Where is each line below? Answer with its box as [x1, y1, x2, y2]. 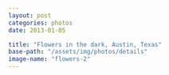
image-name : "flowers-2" [8, 55, 91, 63]
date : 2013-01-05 [8, 26, 66, 34]
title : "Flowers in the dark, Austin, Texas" [8, 40, 162, 48]
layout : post [8, 11, 52, 20]
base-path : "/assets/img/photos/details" [8, 48, 148, 56]
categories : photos [8, 19, 73, 27]
